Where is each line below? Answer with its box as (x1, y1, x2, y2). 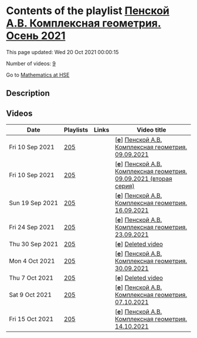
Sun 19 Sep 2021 (9, 199, 59, 207)
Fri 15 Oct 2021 (9, 315, 54, 323)
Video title (137, 126, 167, 134)
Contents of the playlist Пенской (6, 4, 170, 18)
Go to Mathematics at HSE (6, 71, 70, 78)
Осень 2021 (6, 29, 66, 42)
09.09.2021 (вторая (115, 175, 172, 183)
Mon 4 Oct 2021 (9, 257, 55, 265)
